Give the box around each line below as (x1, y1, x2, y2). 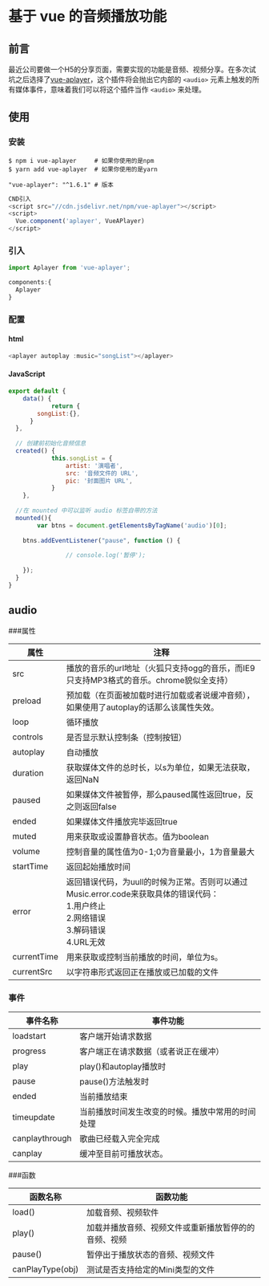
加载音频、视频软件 (86, 1207, 159, 1218)
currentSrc (12, 966, 53, 977)
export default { (8, 387, 66, 396)
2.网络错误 (66, 912, 106, 923)
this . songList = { (50, 454, 113, 462)
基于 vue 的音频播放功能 (8, 7, 167, 26)
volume (12, 845, 40, 857)
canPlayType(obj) (12, 1264, 79, 1275)
